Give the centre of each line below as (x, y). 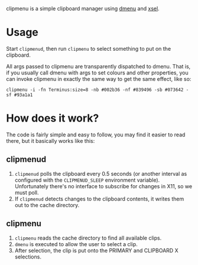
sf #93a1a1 (20, 95)
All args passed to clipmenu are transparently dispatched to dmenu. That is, (98, 66)
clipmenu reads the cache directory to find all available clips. (88, 238)
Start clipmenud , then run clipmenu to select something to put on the (89, 48)
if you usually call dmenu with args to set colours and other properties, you (97, 73)
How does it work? (53, 118)
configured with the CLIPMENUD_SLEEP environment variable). (87, 180)
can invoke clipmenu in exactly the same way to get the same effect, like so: (99, 78)
